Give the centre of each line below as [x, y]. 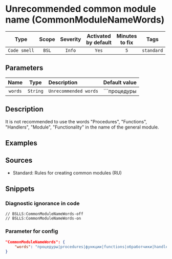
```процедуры [120, 91]
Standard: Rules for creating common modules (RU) [67, 172]
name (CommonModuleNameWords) [85, 20]
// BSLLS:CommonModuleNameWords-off [44, 214]
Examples [21, 143]
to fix [127, 42]
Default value [120, 82]
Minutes [127, 36]
